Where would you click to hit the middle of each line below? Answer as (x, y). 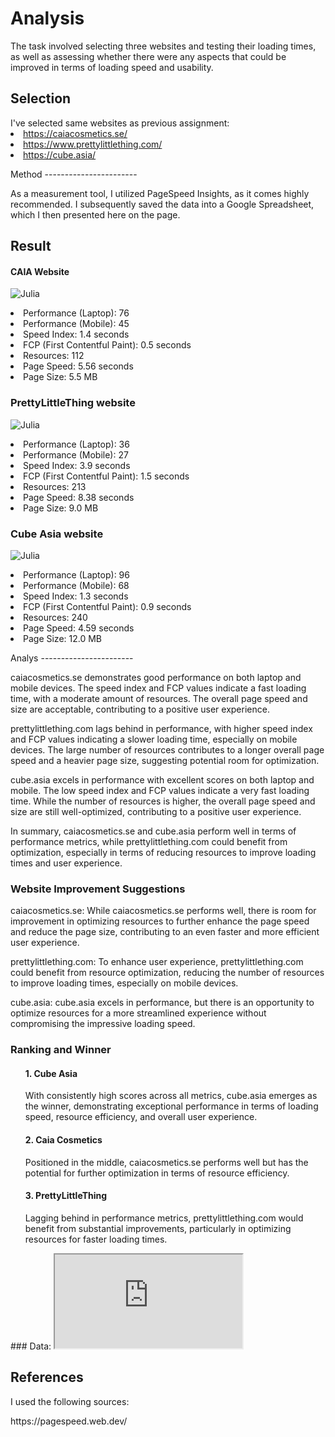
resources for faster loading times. (96, 1239)
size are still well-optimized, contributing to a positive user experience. (156, 811)
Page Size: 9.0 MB (61, 508)
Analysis (47, 18)
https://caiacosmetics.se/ (75, 133)
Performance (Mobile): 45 (76, 324)
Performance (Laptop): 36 (76, 444)
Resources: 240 (55, 617)
